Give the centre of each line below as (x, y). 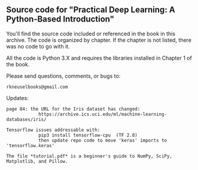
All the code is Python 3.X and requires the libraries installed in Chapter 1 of (99, 58)
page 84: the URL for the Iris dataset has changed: (73, 109)
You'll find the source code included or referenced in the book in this (91, 34)
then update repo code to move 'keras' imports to (103, 140)
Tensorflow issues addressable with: (53, 130)
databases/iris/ (26, 119)
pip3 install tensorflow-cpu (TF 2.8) (88, 135)
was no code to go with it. (38, 46)
